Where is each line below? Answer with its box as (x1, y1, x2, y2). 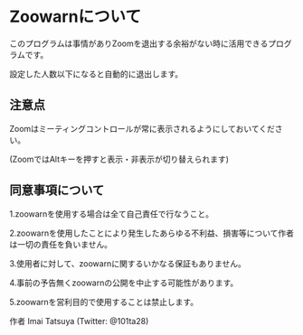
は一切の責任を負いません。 (9, 238, 113, 249)
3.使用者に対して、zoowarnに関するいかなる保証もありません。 (9, 257, 246, 269)
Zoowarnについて (9, 6, 142, 27)
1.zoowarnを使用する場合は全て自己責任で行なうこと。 (9, 208, 214, 219)
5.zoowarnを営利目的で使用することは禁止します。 (9, 296, 199, 307)
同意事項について (9, 182, 105, 198)
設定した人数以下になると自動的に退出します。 (9, 68, 184, 79)
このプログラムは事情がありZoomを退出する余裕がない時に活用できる (9, 38, 269, 49)
